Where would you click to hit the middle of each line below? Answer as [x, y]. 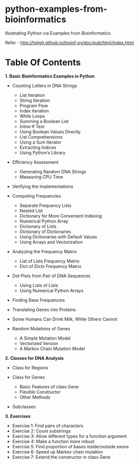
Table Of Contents [43, 63]
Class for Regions [30, 368]
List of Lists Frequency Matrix [50, 261]
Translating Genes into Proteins [44, 309]
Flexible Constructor [40, 392]
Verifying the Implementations [43, 186]
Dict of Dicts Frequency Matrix [50, 266]
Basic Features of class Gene [49, 386]
